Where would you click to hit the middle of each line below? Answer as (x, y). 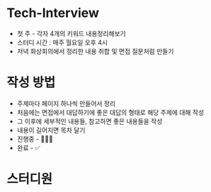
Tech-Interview (53, 13)
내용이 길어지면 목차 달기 (51, 130)
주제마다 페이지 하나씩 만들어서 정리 (66, 103)
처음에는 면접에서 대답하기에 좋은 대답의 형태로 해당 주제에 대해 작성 (110, 112)
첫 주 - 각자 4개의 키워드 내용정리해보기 (71, 33)
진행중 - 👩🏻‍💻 (35, 139)
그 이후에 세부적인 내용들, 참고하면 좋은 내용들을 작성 (90, 121)
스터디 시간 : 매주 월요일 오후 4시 (62, 42)
